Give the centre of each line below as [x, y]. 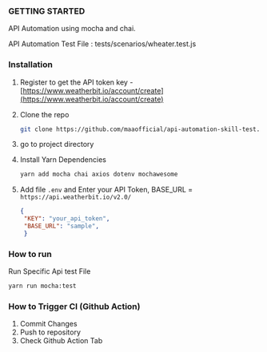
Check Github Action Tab [61, 341]
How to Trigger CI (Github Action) [74, 307]
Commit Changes [48, 324]
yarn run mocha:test [43, 286]
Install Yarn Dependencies [63, 160]
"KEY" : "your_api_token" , [67, 219]
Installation [31, 65]
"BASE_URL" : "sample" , [62, 226]
